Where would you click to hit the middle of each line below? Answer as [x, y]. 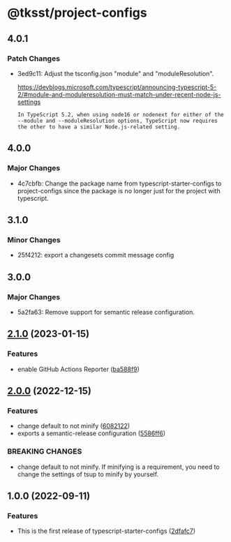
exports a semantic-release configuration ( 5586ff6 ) [91, 433]
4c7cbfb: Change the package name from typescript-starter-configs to [119, 183]
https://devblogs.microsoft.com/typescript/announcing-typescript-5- [117, 87]
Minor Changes [34, 240]
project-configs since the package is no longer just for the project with [119, 190]
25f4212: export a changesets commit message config [96, 255]
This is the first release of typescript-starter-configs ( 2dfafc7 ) [106, 531]
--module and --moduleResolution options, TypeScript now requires [117, 121]
